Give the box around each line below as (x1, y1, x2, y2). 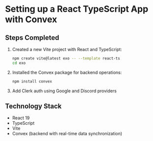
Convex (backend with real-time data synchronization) (12, 131, 123, 137)
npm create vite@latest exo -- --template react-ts (12, 56, 120, 61)
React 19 (12, 115, 30, 121)
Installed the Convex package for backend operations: (12, 69, 122, 75)
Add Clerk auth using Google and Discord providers (12, 87, 117, 94)
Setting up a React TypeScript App (5, 3, 149, 15)
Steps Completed (5, 33, 59, 42)
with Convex (5, 14, 57, 25)
